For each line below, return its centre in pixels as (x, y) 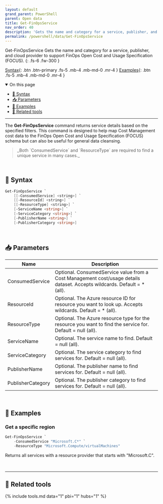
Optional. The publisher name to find (97, 366)
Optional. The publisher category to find (100, 380)
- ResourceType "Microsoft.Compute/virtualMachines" (67, 446)
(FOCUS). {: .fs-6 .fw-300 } (32, 61)
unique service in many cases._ (48, 155)
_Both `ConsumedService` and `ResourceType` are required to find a (85, 150)
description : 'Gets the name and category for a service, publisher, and (81, 32)
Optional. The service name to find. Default (104, 338)
